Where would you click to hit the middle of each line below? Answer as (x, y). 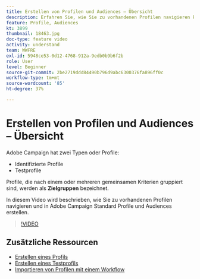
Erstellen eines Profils (41, 256)
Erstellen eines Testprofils (46, 263)
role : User (20, 61)
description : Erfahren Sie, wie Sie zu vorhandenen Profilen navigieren (98, 17)
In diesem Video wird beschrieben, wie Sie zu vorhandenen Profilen (89, 199)
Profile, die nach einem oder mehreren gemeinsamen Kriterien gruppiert (95, 182)
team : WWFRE (21, 50)
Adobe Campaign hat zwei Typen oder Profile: (63, 153)
